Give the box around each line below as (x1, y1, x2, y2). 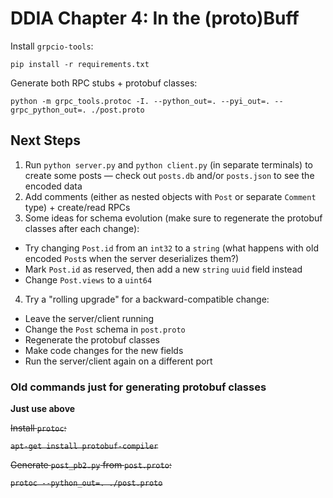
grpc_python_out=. (10, 105, 87, 115)
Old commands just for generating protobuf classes (10, 380, 267, 394)
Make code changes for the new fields (24, 344, 184, 356)
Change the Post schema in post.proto (24, 323, 186, 335)
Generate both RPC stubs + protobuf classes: (10, 77, 198, 89)
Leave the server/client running (24, 312, 155, 324)
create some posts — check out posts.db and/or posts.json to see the (24, 169, 315, 181)
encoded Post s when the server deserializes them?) (24, 252, 240, 264)
